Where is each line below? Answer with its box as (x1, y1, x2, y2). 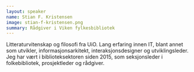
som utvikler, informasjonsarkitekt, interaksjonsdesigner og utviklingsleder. (6, 47, 189, 54)
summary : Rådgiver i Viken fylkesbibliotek (6, 25, 115, 31)
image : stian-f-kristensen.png (6, 19, 83, 25)
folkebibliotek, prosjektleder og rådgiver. (6, 60, 105, 67)
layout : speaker (6, 8, 46, 15)
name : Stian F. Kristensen (6, 14, 73, 20)
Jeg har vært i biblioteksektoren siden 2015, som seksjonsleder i (6, 53, 163, 60)
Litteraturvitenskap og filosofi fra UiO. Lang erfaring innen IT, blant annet (6, 41, 183, 48)
